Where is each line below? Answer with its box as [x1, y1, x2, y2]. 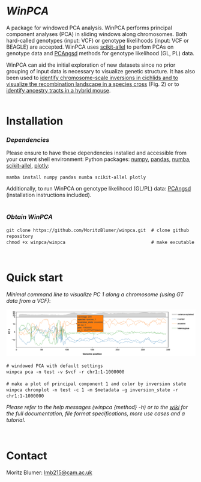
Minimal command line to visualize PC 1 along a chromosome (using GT [6, 290, 184, 298]
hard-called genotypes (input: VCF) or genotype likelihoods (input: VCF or [6, 37, 189, 44]
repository [6, 233, 34, 239]
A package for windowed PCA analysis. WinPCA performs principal [6, 24, 172, 31]
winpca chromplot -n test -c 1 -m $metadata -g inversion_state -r [6, 387, 179, 393]
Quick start [6, 270, 63, 284]
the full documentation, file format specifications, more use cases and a [6, 410, 185, 417]
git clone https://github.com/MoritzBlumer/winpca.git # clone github [6, 227, 189, 233]
